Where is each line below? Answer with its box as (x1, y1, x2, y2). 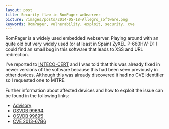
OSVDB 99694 (12, 108, 44, 114)
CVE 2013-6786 (12, 118, 46, 124)
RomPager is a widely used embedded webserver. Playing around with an (5, 35, 159, 41)
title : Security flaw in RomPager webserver (5, 12, 101, 17)
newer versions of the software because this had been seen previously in (5, 67, 158, 73)
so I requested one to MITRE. (5, 77, 66, 83)
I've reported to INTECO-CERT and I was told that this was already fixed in (5, 61, 160, 67)
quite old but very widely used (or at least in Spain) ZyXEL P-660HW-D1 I (5, 41, 157, 47)
